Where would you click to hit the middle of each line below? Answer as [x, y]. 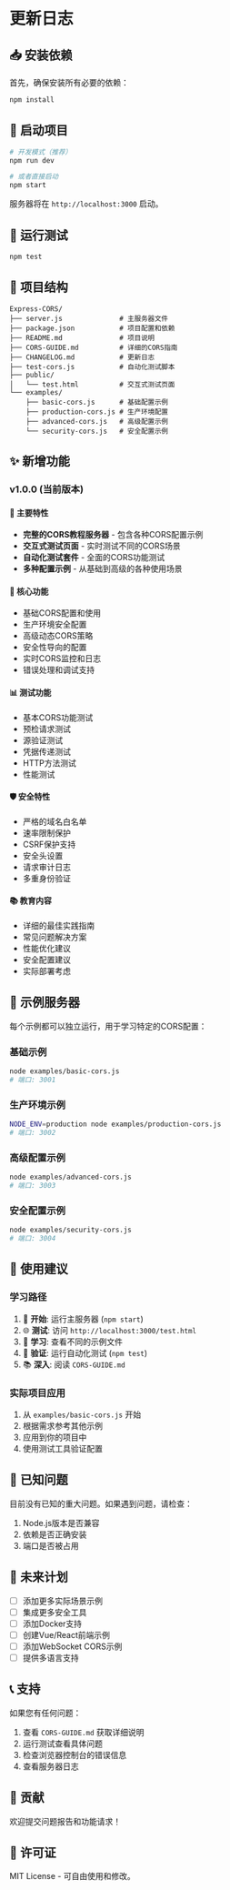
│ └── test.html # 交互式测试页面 [92, 384]
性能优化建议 [46, 949]
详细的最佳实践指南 [59, 926]
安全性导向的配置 [55, 648]
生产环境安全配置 [55, 625]
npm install [32, 100]
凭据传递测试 [46, 751]
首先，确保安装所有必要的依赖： [69, 82]
